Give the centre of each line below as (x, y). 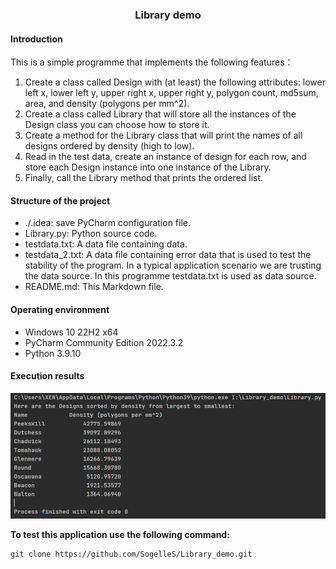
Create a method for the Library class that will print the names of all (163, 135)
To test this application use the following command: (120, 534)
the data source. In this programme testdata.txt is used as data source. (170, 276)
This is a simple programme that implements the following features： (152, 62)
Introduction (36, 39)
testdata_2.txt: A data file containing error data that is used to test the (168, 255)
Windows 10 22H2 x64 (71, 332)
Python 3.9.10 (53, 353)
